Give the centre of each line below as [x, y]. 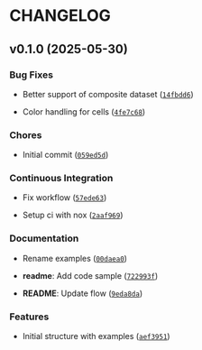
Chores [26, 134]
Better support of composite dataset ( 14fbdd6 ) [108, 94]
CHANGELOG [60, 16]
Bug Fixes [32, 75]
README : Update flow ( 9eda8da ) [82, 293]
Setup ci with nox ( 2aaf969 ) [73, 215]
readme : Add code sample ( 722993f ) [90, 275]
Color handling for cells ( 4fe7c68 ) [84, 111]
